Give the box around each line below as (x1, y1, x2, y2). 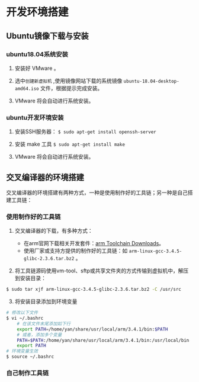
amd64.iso (14, 85, 40, 92)
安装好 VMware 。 (14, 65, 59, 72)
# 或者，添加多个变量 (17, 332, 62, 338)
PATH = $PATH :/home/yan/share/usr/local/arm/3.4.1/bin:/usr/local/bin (17, 337, 190, 344)
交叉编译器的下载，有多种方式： (14, 227, 93, 235)
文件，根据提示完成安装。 (40, 84, 103, 92)
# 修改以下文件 (6, 310, 38, 316)
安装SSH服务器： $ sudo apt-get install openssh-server (14, 128, 156, 135)
